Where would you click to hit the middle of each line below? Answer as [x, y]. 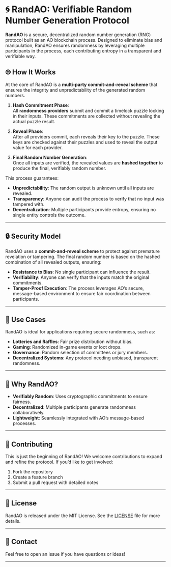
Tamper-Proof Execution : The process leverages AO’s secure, [78, 288]
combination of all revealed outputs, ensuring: [53, 262]
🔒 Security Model [33, 236]
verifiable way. [21, 56]
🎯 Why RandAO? [32, 384]
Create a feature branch [38, 477]
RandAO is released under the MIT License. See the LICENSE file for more [83, 516]
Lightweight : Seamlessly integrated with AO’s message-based [78, 418]
